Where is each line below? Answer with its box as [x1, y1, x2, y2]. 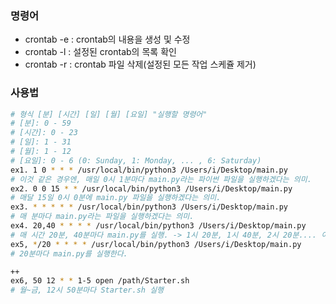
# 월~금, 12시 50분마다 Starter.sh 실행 [10, 285, 165, 296]
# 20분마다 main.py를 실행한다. [10, 248, 128, 259]
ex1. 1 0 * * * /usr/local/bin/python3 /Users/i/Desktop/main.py [10, 165, 288, 175]
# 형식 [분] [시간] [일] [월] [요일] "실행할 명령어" [10, 109, 208, 119]
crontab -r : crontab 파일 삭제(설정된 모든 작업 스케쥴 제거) [24, 58, 257, 71]
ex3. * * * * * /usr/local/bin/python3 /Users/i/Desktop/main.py [10, 202, 288, 212]
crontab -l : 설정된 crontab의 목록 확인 [24, 46, 177, 58]
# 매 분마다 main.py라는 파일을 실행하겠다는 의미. [10, 212, 195, 222]
